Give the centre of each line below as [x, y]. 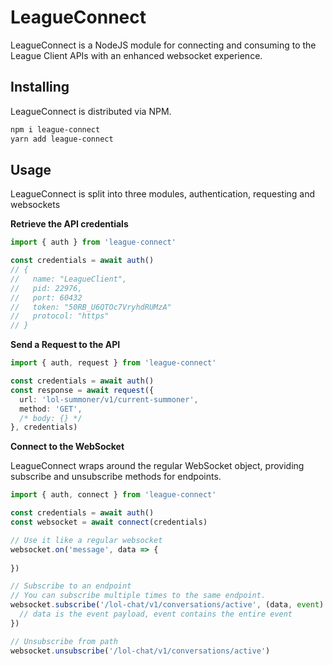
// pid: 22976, [46, 288]
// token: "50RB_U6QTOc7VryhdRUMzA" [91, 307]
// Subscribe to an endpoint [71, 586]
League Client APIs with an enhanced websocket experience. [136, 55]
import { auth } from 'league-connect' [93, 242]
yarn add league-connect [62, 139]
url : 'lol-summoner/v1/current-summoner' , [109, 399]
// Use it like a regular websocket [86, 540]
